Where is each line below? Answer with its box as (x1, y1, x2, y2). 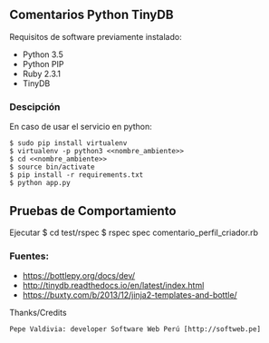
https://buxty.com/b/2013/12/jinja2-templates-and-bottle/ (22, 289, 237, 300)
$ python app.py (9, 179, 71, 188)
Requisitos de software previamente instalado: (9, 31, 183, 42)
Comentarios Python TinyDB (9, 7, 174, 23)
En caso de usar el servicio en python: (9, 122, 152, 132)
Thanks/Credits (9, 308, 67, 318)
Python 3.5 (22, 49, 63, 60)
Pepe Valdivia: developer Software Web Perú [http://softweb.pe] (9, 325, 261, 334)
